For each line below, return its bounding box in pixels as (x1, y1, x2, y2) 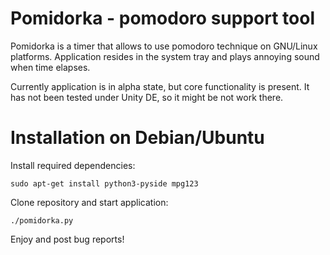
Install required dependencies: (10, 159, 136, 171)
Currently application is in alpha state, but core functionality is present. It (10, 80, 310, 92)
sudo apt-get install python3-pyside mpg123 (10, 178, 199, 189)
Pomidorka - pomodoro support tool (10, 7, 315, 30)
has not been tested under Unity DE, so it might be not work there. (10, 91, 284, 103)
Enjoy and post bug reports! (10, 233, 125, 245)
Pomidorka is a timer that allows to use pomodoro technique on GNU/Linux (10, 40, 318, 52)
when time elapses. (10, 61, 91, 73)
